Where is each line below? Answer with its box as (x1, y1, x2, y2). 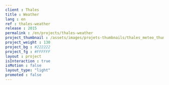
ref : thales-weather (5, 21, 51, 26)
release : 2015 (5, 26, 37, 31)
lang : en (5, 16, 26, 21)
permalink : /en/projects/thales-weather (5, 30, 94, 35)
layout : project (5, 53, 42, 59)
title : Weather (5, 12, 39, 17)
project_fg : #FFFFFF (5, 49, 51, 54)
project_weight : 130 (5, 40, 51, 45)
